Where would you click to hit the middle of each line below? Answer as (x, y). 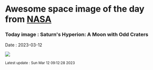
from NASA (28, 19)
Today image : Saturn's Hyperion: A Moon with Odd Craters (77, 35)
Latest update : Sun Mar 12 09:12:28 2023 (40, 63)
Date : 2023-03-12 (24, 45)
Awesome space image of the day (75, 9)
